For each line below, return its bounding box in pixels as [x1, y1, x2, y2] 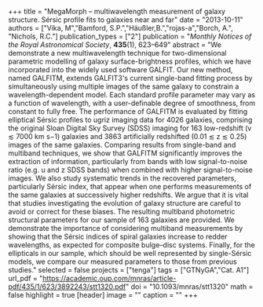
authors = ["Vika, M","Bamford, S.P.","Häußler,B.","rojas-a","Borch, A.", [8, 24, 233, 32]
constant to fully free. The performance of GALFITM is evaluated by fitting [8, 107, 248, 116]
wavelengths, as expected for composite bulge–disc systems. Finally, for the [8, 240, 255, 250]
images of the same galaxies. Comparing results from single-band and [8, 141, 236, 149]
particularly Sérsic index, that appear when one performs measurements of [8, 182, 252, 191]
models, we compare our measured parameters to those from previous [8, 257, 237, 266]
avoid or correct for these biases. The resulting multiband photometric [8, 207, 236, 216]
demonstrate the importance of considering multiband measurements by [8, 224, 243, 232]
